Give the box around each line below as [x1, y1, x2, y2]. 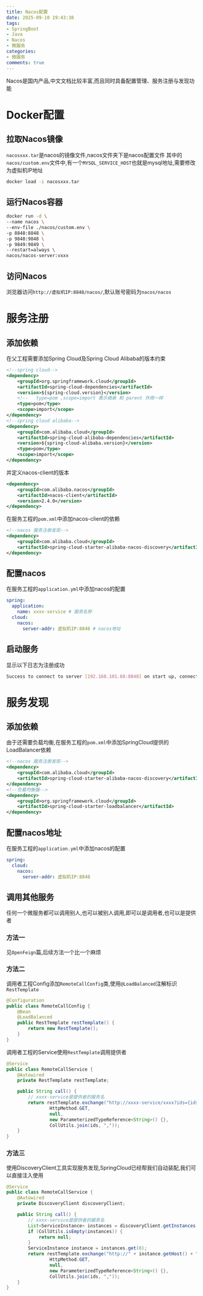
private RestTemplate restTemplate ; [17, 1077, 110, 1084]
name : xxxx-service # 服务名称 [17, 609, 92, 615]
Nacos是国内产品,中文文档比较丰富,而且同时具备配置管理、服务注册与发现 [6, 77, 190, 84]
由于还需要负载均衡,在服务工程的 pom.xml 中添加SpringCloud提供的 [6, 739, 169, 746]
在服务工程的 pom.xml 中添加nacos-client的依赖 [6, 515, 120, 523]
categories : [6, 48, 36, 55]
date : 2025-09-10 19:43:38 [6, 15, 74, 21]
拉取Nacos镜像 [6, 134, 63, 144]
